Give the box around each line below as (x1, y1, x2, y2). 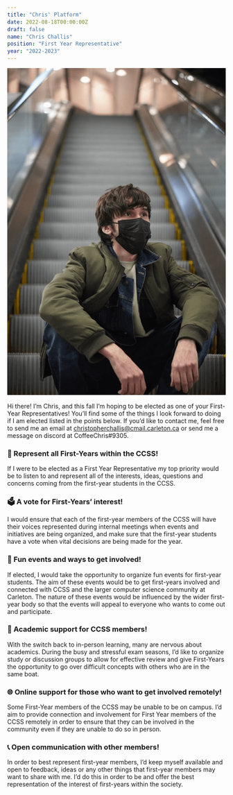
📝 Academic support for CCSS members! (7, 624, 148, 634)
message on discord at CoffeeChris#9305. (7, 431, 130, 440)
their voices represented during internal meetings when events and (7, 522, 199, 531)
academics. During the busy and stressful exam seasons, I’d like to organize (7, 647, 224, 656)
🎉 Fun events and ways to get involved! (7, 555, 141, 565)
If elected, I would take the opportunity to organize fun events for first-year (7, 570, 222, 579)
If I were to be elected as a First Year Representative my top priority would (7, 464, 219, 472)
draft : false (7, 26, 45, 33)
